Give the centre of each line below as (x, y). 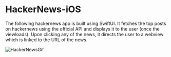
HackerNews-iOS (43, 9)
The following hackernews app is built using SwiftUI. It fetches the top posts (86, 23)
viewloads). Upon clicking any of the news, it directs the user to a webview (84, 34)
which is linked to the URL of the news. (46, 40)
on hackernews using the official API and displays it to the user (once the (83, 28)
